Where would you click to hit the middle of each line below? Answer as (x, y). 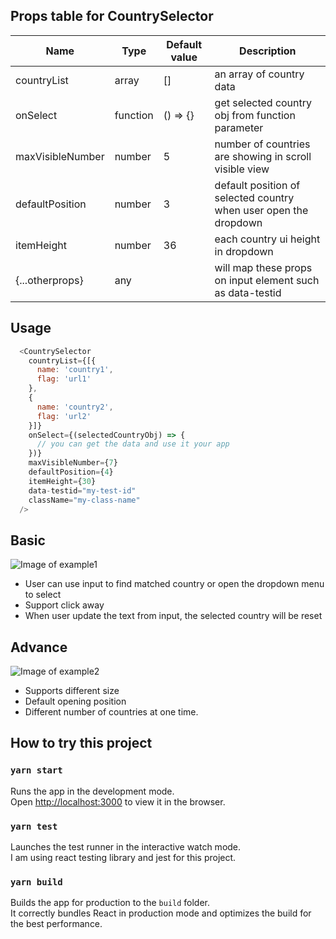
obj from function (255, 115)
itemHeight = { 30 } (62, 481)
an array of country (259, 74)
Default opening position (75, 701)
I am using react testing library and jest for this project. (123, 857)
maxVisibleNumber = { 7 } (73, 463)
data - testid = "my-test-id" (82, 490)
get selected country (263, 102)
